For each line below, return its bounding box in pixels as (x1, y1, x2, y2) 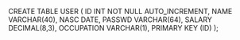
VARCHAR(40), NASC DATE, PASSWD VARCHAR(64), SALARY (8, 15, 212, 24)
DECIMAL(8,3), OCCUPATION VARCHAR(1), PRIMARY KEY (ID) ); (8, 24, 219, 32)
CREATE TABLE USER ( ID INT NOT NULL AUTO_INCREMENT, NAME (8, 7, 233, 16)
